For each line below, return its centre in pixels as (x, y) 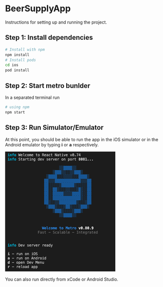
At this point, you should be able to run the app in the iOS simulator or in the (82, 139)
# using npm (17, 107)
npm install (17, 55)
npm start (15, 112)
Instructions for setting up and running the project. (56, 22)
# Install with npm (25, 50)
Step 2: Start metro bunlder (48, 86)
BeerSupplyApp (38, 9)
